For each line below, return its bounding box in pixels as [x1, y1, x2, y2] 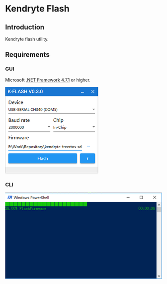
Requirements [5, 50, 50, 59]
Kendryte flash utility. [5, 36, 49, 42]
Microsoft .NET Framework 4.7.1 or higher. [5, 77, 91, 83]
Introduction [5, 23, 45, 31]
